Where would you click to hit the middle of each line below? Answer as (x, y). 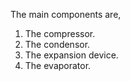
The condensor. (57, 44)
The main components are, (66, 14)
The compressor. (60, 33)
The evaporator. (58, 65)
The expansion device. (71, 55)
